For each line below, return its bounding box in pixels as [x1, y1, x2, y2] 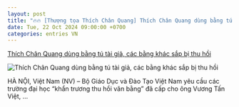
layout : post [7, 10, 46, 18]
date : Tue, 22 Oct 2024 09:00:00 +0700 [7, 23, 126, 30]
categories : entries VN [7, 30, 78, 38]
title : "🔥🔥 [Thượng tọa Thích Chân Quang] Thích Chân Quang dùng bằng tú [7, 17, 233, 24]
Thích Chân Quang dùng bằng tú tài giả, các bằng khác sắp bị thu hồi [7, 50, 212, 58]
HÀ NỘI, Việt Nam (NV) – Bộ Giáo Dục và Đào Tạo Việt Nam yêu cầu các [7, 77, 220, 86]
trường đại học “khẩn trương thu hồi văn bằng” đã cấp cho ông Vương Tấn [7, 84, 225, 93]
